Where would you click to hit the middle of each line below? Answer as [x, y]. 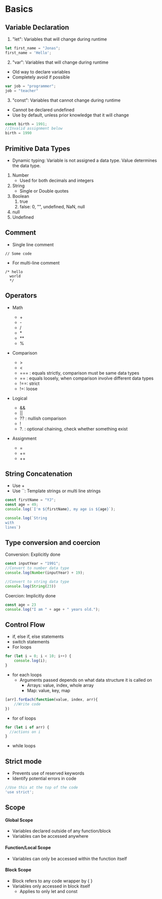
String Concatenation [39, 474]
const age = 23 [21, 605]
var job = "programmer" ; [31, 86]
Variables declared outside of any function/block [62, 831]
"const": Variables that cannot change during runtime [66, 100]
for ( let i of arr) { [27, 727]
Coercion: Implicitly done [30, 595]
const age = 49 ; [22, 505]
